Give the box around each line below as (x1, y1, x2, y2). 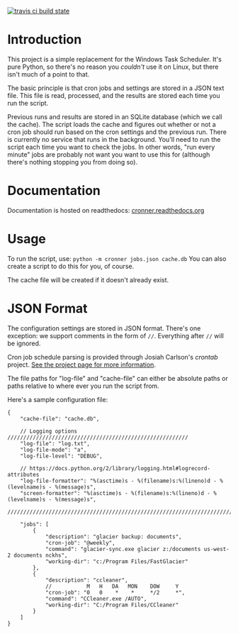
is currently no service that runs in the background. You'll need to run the (7, 135, 221, 143)
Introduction (7, 32, 82, 48)
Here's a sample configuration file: (7, 395, 108, 404)
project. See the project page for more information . (7, 360, 156, 369)
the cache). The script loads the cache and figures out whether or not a (7, 120, 216, 128)
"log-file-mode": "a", (20, 446, 87, 453)
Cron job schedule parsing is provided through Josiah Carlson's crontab (7, 352, 218, 361)
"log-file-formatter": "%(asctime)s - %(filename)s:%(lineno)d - (20, 477, 217, 484)
